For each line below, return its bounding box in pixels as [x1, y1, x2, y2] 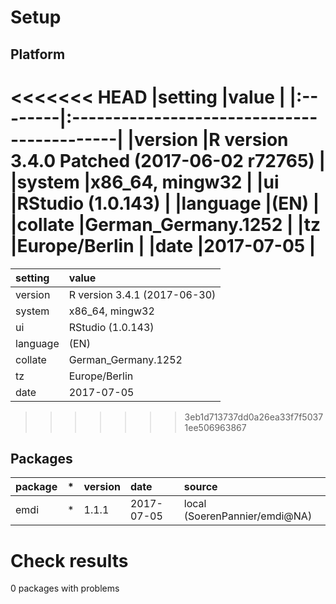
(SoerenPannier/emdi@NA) [183, 509, 313, 523]
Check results [10, 549, 129, 572]
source [183, 480, 218, 494]
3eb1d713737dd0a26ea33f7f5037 [184, 411, 324, 423]
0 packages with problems [10, 582, 120, 595]
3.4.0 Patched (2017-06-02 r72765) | [10, 149, 326, 172]
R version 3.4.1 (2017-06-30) [68, 287, 217, 301]
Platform [10, 46, 66, 63]
